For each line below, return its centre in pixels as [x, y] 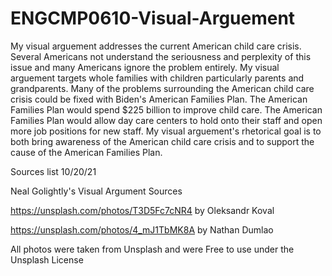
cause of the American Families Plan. [86, 152]
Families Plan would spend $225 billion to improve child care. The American [166, 109]
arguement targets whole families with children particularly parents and [157, 78]
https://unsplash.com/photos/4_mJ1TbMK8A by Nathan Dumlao [142, 229]
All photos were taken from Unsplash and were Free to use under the [152, 249]
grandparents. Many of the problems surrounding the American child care [162, 88]
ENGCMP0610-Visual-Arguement [153, 18]
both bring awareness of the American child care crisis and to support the [162, 141]
